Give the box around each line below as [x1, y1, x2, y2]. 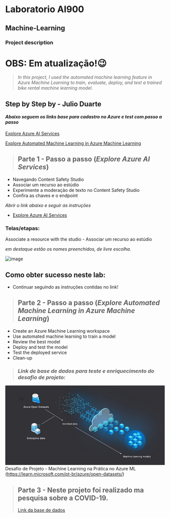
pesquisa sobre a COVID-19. [17, 494, 109, 502]
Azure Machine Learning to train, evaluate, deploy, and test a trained [17, 79, 162, 86]
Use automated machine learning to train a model [12, 333, 116, 339]
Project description [5, 39, 54, 46]
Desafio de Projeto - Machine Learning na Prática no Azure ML [5, 466, 136, 472]
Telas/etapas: [5, 224, 40, 231]
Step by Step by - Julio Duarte [5, 100, 102, 108]
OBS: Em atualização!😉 [5, 57, 107, 69]
